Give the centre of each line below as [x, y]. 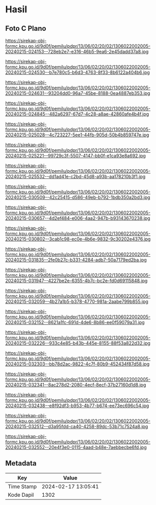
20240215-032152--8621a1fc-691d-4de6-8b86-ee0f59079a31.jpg [75, 322]
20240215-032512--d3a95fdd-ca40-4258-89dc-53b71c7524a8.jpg [77, 426]
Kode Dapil [21, 495]
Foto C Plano [26, 28]
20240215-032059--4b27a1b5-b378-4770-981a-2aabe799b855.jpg [77, 301]
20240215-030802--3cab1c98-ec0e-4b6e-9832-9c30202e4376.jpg [78, 239]
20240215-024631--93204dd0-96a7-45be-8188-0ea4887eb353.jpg [78, 93]
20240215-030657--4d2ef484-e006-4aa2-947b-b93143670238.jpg [78, 218]
